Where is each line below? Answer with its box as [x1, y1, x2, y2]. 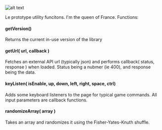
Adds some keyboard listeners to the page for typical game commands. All [5, 91, 157, 97]
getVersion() [5, 25, 32, 32]
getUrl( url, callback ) [5, 47, 49, 54]
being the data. [5, 69, 36, 75]
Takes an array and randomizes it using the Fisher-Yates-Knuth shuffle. [5, 119, 150, 125]
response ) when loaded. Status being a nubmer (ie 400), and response [5, 64, 151, 70]
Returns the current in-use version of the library [5, 37, 103, 43]
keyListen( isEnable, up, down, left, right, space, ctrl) [5, 81, 116, 87]
